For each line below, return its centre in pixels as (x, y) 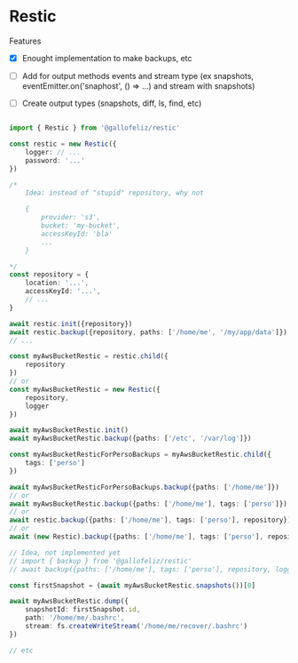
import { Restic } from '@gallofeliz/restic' (94, 128)
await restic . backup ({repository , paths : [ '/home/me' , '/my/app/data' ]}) (149, 332)
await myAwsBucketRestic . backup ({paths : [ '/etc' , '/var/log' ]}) (130, 439)
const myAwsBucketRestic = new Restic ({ (85, 389)
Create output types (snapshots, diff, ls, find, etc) (112, 103)
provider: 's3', (71, 218)
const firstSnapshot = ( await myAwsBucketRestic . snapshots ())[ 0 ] (132, 585)
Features (25, 41)
